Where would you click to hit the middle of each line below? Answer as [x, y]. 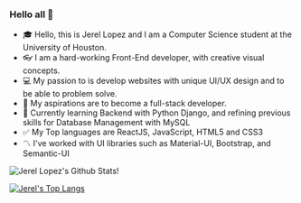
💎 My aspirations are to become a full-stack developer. [125, 104]
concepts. [41, 70]
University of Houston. [64, 48]
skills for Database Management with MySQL [106, 123]
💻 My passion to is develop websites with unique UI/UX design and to [153, 81]
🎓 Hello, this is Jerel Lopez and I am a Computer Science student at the [157, 34]
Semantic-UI [46, 153]
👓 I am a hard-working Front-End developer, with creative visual [143, 58]
